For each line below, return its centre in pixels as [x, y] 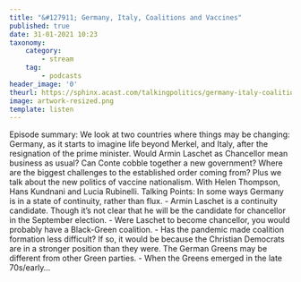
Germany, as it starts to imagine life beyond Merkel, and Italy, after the [139, 144]
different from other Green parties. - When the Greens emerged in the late [146, 258]
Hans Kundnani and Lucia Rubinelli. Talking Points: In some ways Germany [146, 192]
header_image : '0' [43, 84]
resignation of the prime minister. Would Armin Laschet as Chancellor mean [149, 154]
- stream [58, 59]
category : [44, 51]
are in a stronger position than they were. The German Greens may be [138, 249]
